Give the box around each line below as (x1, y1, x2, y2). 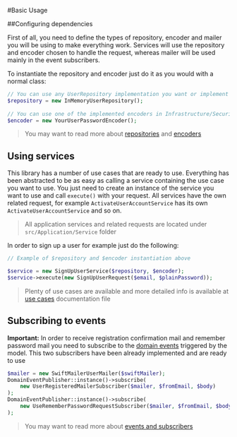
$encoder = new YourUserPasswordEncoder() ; (7, 116, 138, 124)
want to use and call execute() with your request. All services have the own (7, 191, 227, 200)
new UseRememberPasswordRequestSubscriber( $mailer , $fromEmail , (20, 402, 213, 409)
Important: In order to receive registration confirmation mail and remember (7, 333, 226, 342)
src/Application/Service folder (24, 227, 116, 236)
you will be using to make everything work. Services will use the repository (7, 41, 225, 49)
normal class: (7, 77, 47, 85)
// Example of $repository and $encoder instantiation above (7, 255, 191, 262)
